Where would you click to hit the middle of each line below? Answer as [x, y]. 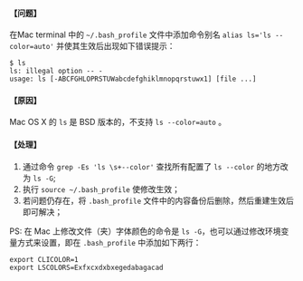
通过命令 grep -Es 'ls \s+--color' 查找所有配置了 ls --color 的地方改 [155, 166]
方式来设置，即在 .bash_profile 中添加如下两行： [109, 242]
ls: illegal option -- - [56, 72]
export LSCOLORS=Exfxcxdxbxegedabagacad [87, 267]
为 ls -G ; [39, 178]
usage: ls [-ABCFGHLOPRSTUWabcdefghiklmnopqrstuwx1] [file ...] [133, 79]
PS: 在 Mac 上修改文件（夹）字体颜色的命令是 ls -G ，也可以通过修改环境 [146, 231]
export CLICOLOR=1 [44, 259]
